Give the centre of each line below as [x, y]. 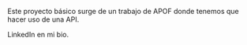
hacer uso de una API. [43, 19]
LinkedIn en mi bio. [38, 35]
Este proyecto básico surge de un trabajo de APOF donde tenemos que [123, 11]
